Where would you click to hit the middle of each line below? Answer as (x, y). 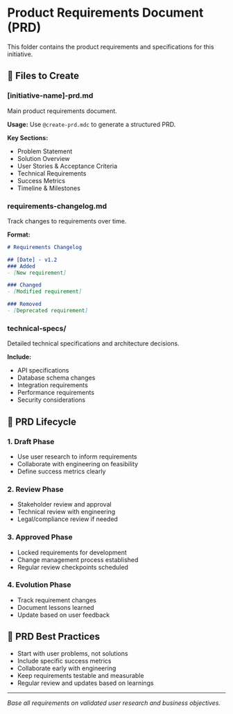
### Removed (24, 304)
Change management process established (78, 559)
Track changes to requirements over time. (67, 221)
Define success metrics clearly (61, 471)
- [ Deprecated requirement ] (48, 311)
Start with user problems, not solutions (72, 653)
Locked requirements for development (72, 552)
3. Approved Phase (40, 537)
